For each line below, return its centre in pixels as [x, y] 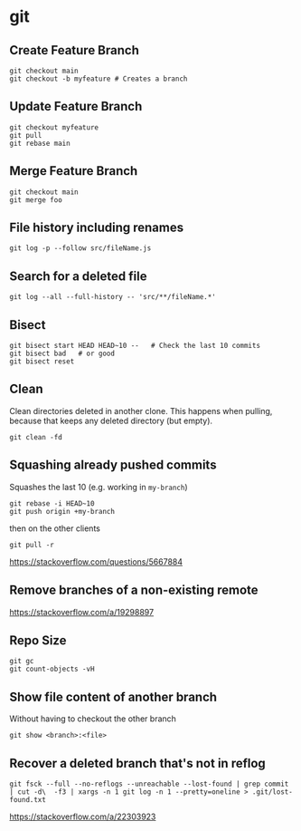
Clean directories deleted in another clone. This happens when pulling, [141, 411]
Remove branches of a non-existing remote [134, 590]
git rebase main [40, 143]
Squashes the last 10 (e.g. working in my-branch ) [99, 487]
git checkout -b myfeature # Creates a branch [99, 79]
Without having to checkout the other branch [93, 719]
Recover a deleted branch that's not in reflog [138, 763]
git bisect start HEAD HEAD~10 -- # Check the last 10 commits [135, 346]
